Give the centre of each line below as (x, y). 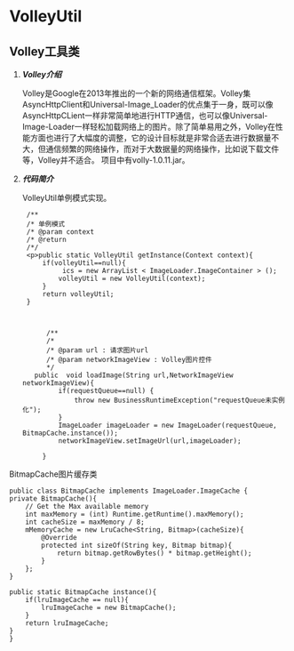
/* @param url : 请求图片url (97, 350)
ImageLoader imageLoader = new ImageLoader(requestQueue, (167, 425)
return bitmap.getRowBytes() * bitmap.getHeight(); (154, 553)
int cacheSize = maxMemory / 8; (85, 522)
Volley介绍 (42, 74)
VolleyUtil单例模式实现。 (67, 198)
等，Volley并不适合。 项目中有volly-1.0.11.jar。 (106, 160)
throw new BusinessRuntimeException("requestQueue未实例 (180, 400)
